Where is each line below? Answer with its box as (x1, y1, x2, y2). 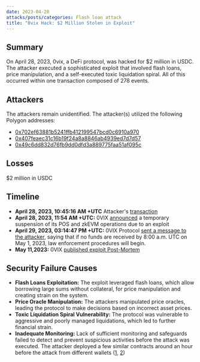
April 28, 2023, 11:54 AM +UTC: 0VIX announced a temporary (14, 214, 169, 221)
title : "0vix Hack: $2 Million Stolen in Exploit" (6, 20, 135, 26)
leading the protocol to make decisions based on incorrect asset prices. (14, 304, 192, 312)
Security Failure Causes (6, 263, 98, 273)
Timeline (6, 192, 40, 202)
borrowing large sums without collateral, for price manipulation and (14, 285, 181, 292)
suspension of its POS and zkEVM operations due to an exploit (14, 220, 169, 228)
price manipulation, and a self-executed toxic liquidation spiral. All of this (6, 71, 186, 78)
